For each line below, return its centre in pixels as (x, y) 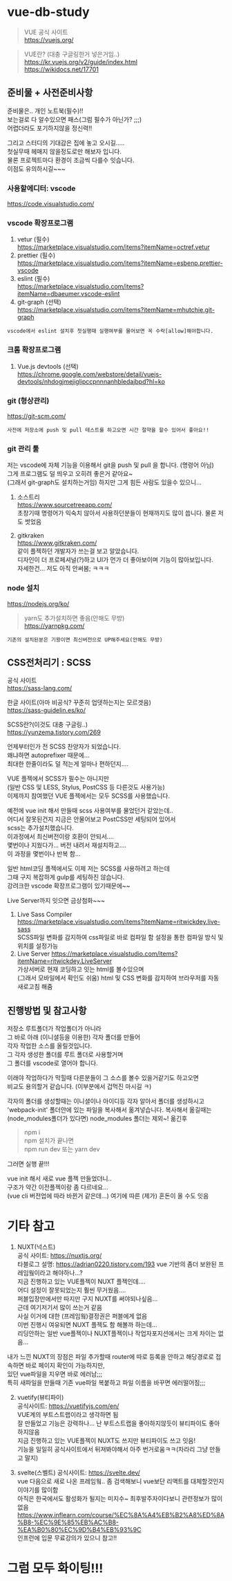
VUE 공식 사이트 (46, 32)
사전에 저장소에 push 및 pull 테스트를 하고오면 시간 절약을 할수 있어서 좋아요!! (108, 430)
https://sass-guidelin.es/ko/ (47, 711)
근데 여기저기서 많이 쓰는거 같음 (59, 1308)
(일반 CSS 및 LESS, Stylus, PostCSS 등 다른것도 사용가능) (86, 787)
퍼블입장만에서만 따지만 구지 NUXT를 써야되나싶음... (87, 1299)
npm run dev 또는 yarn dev (62, 1149)
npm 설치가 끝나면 (49, 1141)
